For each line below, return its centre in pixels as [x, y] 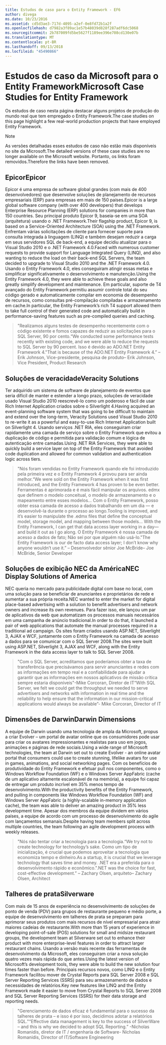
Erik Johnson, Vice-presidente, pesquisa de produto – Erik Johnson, [86, 357]
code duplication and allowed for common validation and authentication [78, 454]
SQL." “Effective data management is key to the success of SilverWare [88, 1021]
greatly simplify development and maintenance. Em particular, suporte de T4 [83, 284]
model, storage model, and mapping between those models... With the [89, 522]
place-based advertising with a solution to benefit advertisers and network [81, 604]
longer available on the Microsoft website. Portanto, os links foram [73, 157]
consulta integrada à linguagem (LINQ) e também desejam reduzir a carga [81, 237]
